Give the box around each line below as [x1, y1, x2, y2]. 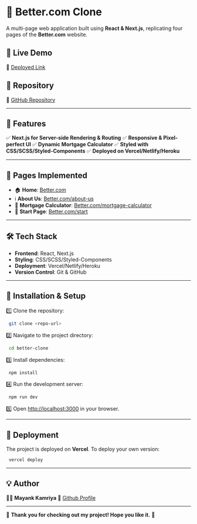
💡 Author [6, 479, 40, 489]
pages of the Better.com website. [6, 31, 88, 38]
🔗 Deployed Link [6, 63, 46, 70]
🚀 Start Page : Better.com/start [14, 208, 88, 215]
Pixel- [163, 135, 178, 142]
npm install [8, 370, 38, 375]
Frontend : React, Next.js [14, 250, 74, 257]
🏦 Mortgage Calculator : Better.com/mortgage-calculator [14, 202, 152, 209]
